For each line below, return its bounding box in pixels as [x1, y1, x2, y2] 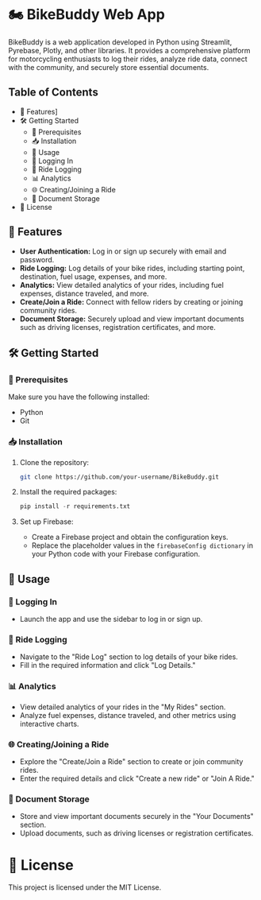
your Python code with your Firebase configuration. [31, 549, 201, 559]
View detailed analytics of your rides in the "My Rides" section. [19, 702, 226, 712]
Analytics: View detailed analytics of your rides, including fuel [19, 280, 225, 289]
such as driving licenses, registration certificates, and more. [19, 322, 216, 332]
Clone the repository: [19, 457, 90, 467]
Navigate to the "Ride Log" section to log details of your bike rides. [19, 652, 238, 661]
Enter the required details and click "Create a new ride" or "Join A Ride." [19, 774, 255, 783]
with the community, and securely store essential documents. [8, 62, 209, 72]
